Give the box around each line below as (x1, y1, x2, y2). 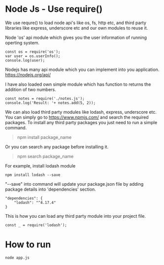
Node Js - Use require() (5, 3, 102, 15)
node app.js (5, 255, 30, 260)
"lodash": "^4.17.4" (14, 200, 56, 205)
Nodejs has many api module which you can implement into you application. (5, 66, 160, 72)
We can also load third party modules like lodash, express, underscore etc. (5, 109, 157, 115)
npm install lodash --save (5, 172, 61, 177)
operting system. (5, 39, 39, 45)
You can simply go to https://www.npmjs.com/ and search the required (5, 114, 149, 120)
